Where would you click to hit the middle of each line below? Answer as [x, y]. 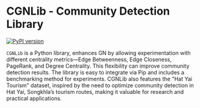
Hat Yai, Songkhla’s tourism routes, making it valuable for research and [95, 92]
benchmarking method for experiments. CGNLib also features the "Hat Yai [99, 79]
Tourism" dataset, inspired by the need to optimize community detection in [100, 85]
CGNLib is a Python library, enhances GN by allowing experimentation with [98, 52]
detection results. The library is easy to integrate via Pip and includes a [95, 72]
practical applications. [34, 98]
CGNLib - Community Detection [88, 11]
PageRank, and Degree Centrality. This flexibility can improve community [98, 66]
